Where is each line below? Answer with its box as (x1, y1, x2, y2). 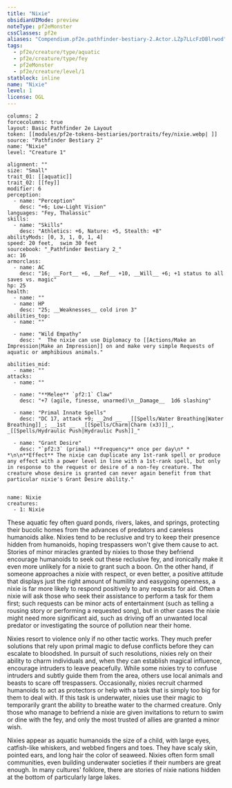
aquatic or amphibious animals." (7, 349, 104, 356)
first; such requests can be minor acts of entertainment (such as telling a (7, 599, 214, 607)
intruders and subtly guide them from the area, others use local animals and (7, 672, 223, 679)
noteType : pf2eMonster (7, 23, 72, 30)
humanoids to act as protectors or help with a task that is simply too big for (7, 686, 220, 694)
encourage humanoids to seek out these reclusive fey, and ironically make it (7, 555, 223, 563)
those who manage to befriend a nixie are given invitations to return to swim (7, 708, 224, 716)
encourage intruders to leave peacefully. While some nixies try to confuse (7, 664, 217, 672)
